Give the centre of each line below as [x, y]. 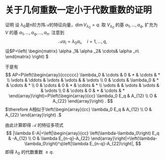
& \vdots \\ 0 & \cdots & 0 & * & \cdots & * [83, 90]
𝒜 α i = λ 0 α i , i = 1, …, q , [83, 42]
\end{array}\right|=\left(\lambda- [124, 138]
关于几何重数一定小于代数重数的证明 [79, 10]
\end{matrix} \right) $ [27, 56]
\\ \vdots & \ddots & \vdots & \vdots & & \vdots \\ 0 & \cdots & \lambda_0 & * [83, 80]
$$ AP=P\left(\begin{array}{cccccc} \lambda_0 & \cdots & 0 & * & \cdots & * [83, 75]
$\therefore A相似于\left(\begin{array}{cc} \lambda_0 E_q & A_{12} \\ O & [79, 109]
